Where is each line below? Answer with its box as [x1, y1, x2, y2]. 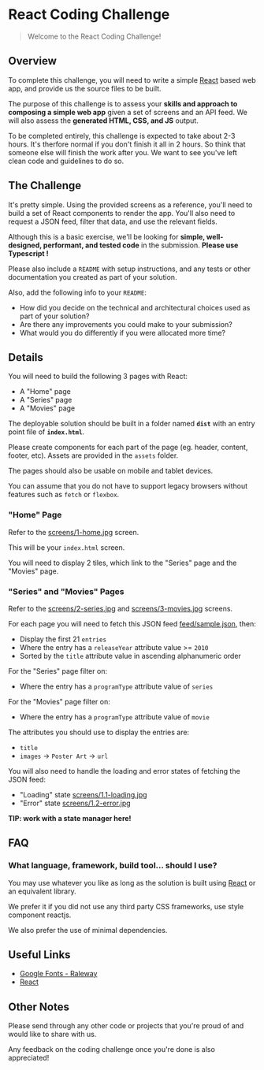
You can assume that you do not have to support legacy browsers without [8, 481, 248, 491]
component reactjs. [8, 910, 72, 920]
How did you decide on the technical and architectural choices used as [19, 303, 251, 312]
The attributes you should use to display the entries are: [8, 727, 190, 737]
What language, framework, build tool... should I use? [8, 860, 218, 871]
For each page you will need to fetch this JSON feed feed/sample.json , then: [8, 619, 256, 628]
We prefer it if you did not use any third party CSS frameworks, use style [8, 901, 244, 911]
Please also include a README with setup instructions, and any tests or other [8, 264, 251, 273]
